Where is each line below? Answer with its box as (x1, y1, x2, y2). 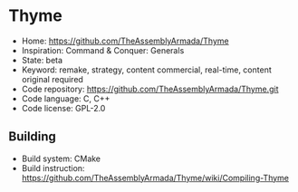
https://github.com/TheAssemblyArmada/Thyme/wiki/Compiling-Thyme (21, 172, 290, 183)
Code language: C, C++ (21, 92, 111, 104)
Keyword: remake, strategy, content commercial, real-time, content (21, 64, 273, 75)
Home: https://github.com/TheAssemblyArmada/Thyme (21, 35, 229, 46)
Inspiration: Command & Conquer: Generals (21, 44, 185, 55)
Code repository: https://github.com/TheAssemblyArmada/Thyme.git (21, 83, 279, 94)
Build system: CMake (21, 153, 101, 164)
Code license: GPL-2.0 (21, 102, 106, 113)
